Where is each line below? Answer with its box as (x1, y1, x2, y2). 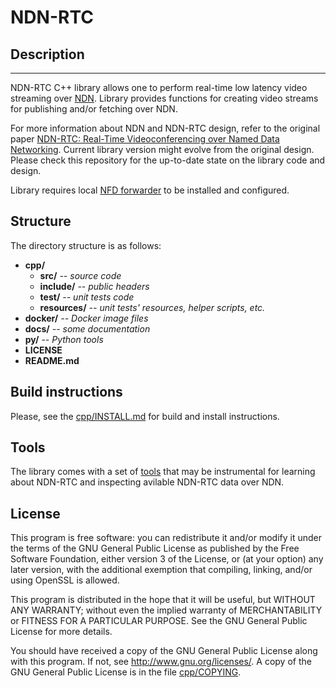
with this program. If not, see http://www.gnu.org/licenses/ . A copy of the (10, 656, 312, 668)
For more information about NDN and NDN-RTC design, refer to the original (10, 122, 321, 134)
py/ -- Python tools (24, 333, 104, 345)
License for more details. (10, 626, 113, 638)
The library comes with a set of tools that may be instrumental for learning (10, 466, 316, 478)
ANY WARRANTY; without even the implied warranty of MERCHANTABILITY (10, 604, 323, 616)
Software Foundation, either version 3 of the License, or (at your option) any (10, 553, 324, 565)
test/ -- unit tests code (39, 291, 135, 303)
